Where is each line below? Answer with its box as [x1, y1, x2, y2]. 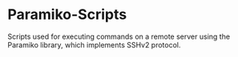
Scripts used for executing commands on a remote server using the [7, 32, 230, 41]
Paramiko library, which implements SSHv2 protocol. [7, 40, 181, 49]
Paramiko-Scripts [7, 6, 127, 24]
